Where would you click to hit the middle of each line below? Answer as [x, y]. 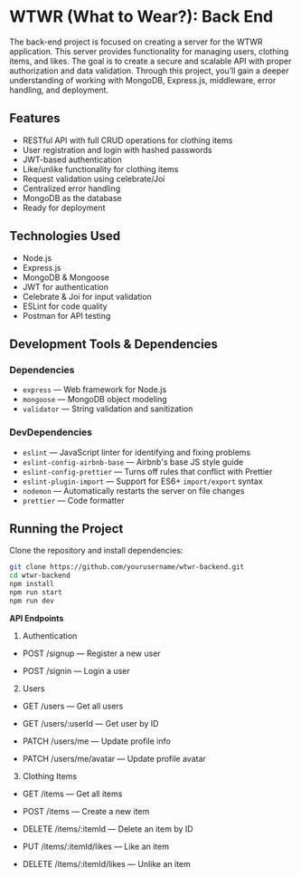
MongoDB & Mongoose [66, 277]
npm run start [36, 592]
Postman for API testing [66, 315]
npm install [32, 584]
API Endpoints [37, 618]
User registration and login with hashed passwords [117, 149]
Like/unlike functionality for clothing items [100, 169]
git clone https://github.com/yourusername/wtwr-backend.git [127, 567]
